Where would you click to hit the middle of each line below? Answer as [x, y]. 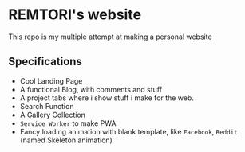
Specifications [45, 62]
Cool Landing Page [51, 80]
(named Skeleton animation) [66, 140]
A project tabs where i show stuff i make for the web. [107, 98]
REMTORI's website [75, 15]
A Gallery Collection [53, 115]
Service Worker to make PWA [68, 123]
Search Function [47, 106]
